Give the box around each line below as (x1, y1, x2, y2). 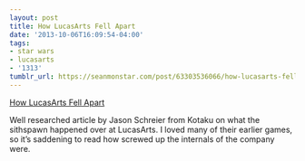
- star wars (9, 47, 54, 56)
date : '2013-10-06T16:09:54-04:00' (9, 30, 144, 39)
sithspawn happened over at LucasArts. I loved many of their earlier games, (9, 124, 293, 135)
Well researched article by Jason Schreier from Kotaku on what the (9, 114, 261, 125)
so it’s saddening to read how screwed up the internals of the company (9, 133, 275, 145)
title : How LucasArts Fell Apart (9, 22, 136, 31)
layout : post (9, 13, 59, 23)
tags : (9, 38, 30, 48)
